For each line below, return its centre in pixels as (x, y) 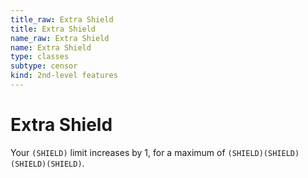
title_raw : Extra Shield (62, 19)
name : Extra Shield (51, 47)
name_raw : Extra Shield (60, 38)
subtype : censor (44, 66)
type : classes (40, 57)
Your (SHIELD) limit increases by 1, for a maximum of (118, 152)
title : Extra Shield (53, 29)
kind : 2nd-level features (64, 76)
